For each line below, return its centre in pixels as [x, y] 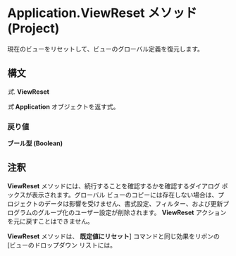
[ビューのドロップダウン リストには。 [62, 245]
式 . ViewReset [28, 92]
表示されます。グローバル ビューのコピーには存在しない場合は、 [125, 195]
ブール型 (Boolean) [35, 143]
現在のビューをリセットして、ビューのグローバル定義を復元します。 [106, 49]
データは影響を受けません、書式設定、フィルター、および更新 [133, 203]
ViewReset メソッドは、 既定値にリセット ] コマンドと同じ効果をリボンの [113, 236]
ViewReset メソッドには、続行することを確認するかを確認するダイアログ [114, 185]
